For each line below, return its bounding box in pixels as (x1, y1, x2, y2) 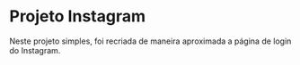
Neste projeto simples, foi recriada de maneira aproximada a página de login (9, 36, 292, 46)
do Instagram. (9, 45, 61, 55)
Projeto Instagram (9, 6, 146, 27)
